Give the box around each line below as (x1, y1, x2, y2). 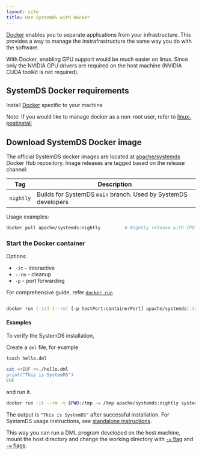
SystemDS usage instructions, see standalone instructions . (6, 417, 152, 424)
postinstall (6, 120, 32, 127)
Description (97, 180, 132, 188)
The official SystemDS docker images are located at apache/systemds (6, 153, 180, 160)
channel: (6, 166, 28, 173)
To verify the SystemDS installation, (6, 332, 94, 339)
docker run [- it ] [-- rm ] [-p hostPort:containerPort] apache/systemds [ (6, 306, 189, 312)
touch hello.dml (6, 356, 47, 362)
